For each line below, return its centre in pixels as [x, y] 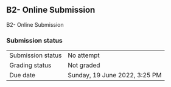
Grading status [30, 65]
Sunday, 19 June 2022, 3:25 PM [115, 75]
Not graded [84, 65]
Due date [22, 75]
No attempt [84, 55]
